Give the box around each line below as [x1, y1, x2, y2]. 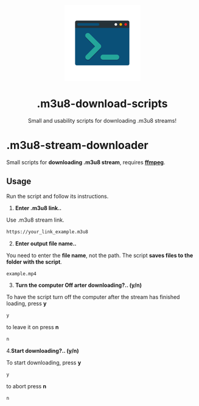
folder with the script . [6, 258, 62, 266]
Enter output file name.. [15, 239, 77, 247]
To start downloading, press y [6, 359, 82, 366]
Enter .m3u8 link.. [15, 204, 62, 211]
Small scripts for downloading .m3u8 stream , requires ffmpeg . [6, 158, 166, 165]
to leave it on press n [6, 324, 59, 331]
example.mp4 [6, 270, 37, 277]
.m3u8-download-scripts [36, 97, 169, 111]
